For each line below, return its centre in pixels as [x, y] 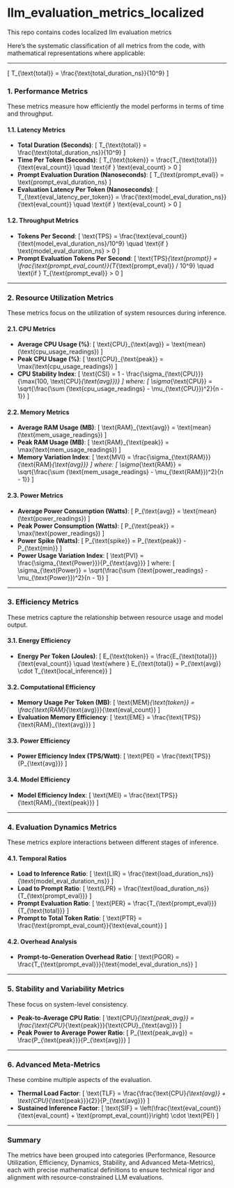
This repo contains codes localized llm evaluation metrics [89, 32]
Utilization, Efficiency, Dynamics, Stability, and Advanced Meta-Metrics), [111, 1163]
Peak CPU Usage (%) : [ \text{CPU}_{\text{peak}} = [90, 359]
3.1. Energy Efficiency [39, 641]
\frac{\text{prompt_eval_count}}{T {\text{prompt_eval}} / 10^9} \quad [116, 266]
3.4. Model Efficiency [39, 779]
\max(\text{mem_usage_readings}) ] [69, 450]
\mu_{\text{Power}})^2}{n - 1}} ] [63, 577]
